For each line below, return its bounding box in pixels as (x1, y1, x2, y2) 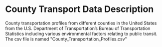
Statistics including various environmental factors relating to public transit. (5, 30, 158, 36)
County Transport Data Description (5, 3, 154, 15)
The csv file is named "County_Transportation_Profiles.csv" (5, 36, 127, 42)
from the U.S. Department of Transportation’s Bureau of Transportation (5, 25, 151, 31)
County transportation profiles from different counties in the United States (5, 20, 157, 26)
